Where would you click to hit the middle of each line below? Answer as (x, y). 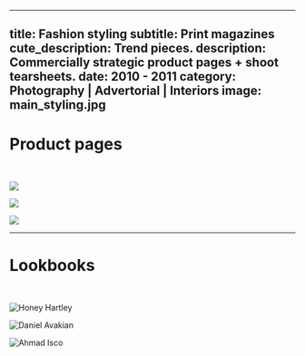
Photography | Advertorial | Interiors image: (135, 91)
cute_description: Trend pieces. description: (138, 48)
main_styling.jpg (58, 105)
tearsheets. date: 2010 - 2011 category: (123, 77)
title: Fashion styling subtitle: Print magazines (142, 34)
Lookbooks (52, 265)
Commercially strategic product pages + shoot (144, 63)
